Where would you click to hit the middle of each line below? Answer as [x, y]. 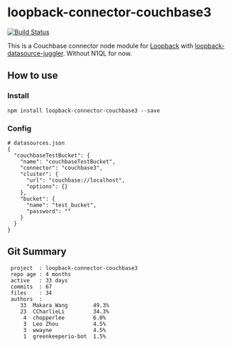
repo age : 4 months [41, 274]
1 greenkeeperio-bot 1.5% [65, 336]
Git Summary [37, 252]
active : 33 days [39, 280]
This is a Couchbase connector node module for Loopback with [100, 45]
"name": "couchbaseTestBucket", [68, 161]
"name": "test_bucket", [61, 205]
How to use [33, 76]
